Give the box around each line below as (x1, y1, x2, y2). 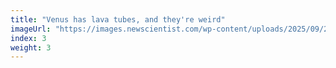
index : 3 (10, 33, 47, 43)
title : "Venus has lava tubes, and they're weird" (10, 14, 226, 25)
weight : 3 (10, 42, 52, 53)
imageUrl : (10, 24, 52, 34)
